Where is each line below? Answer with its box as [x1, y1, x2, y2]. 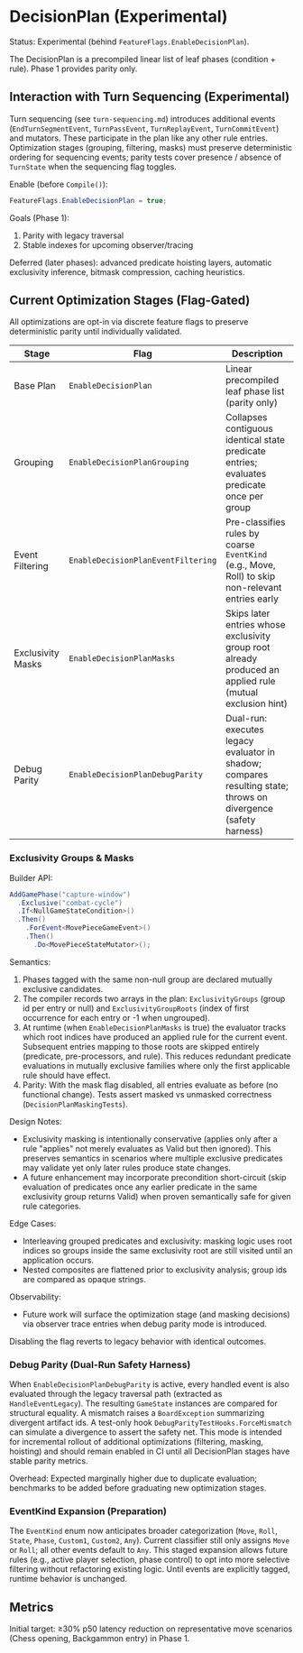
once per [225, 490, 264, 502]
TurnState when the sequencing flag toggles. [9, 161, 178, 172]
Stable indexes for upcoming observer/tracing [22, 239, 194, 250]
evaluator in [225, 746, 275, 758]
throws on [225, 791, 269, 804]
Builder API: [9, 872, 53, 883]
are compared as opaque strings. [22, 1273, 146, 1284]
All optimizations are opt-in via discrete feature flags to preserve [9, 317, 249, 327]
